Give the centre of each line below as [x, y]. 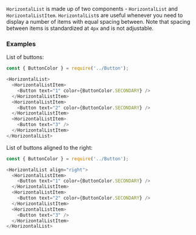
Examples [21, 44]
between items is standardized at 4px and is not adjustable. [80, 28]
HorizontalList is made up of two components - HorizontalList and [92, 9]
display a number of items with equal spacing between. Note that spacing [98, 22]
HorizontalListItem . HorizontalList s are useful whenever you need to [95, 15]
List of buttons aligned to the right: [49, 147]
